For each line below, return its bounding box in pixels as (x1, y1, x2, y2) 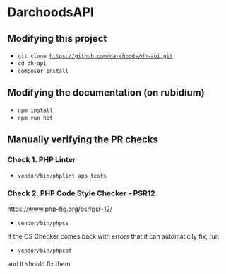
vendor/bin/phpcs (17, 219, 69, 227)
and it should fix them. (7, 259, 73, 268)
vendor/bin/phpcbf (17, 247, 72, 254)
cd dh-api (17, 60, 47, 67)
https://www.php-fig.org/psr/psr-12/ (7, 205, 113, 213)
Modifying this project (7, 33, 107, 45)
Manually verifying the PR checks (7, 134, 159, 146)
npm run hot (17, 114, 53, 121)
